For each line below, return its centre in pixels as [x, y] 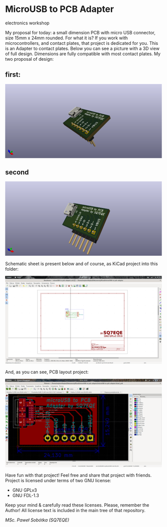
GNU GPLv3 [25, 490]
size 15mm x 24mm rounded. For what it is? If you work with [67, 38]
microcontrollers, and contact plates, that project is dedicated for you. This [82, 43]
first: [13, 75]
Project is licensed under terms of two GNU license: [58, 480]
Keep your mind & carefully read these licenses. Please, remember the [77, 505]
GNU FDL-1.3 [26, 495]
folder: [12, 269]
